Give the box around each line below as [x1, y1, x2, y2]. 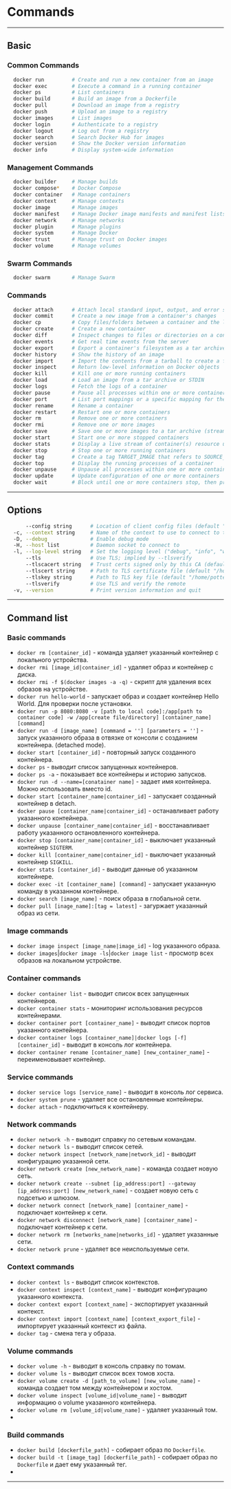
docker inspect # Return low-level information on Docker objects [13, 364, 220, 371]
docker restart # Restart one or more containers [13, 409, 170, 416]
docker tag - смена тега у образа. [16, 1329, 116, 1337]
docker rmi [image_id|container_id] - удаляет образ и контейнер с [16, 663, 214, 672]
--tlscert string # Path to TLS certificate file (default [25, 567, 211, 575]
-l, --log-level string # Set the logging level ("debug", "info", [13, 548, 217, 555]
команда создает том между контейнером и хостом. [16, 1384, 173, 1392]
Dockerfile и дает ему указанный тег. [16, 1460, 127, 1469]
